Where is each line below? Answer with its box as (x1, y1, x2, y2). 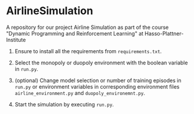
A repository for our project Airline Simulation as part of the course (6, 24, 169, 31)
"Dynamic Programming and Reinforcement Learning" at (6, 30, 144, 37)
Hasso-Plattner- (144, 30, 184, 37)
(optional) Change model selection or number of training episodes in (14, 77, 182, 84)
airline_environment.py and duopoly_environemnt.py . (14, 89, 145, 96)
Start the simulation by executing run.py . (14, 100, 114, 108)
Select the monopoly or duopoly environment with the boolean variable (14, 59, 188, 66)
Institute (6, 36, 26, 43)
